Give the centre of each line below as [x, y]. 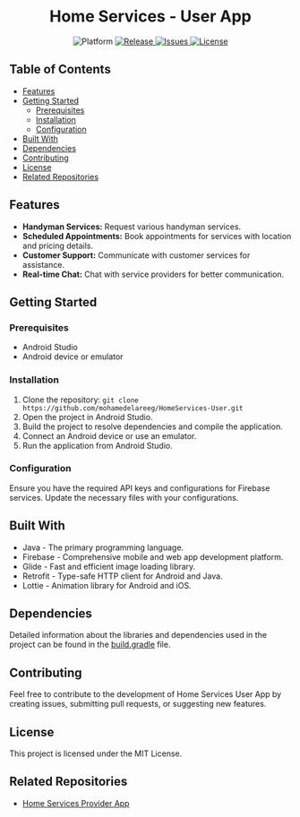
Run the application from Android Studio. [97, 445]
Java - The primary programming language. [103, 547]
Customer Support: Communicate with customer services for [136, 255]
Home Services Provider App [76, 803]
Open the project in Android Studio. [88, 417]
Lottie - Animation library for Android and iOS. [107, 585]
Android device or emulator [73, 357]
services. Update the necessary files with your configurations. [124, 497]
